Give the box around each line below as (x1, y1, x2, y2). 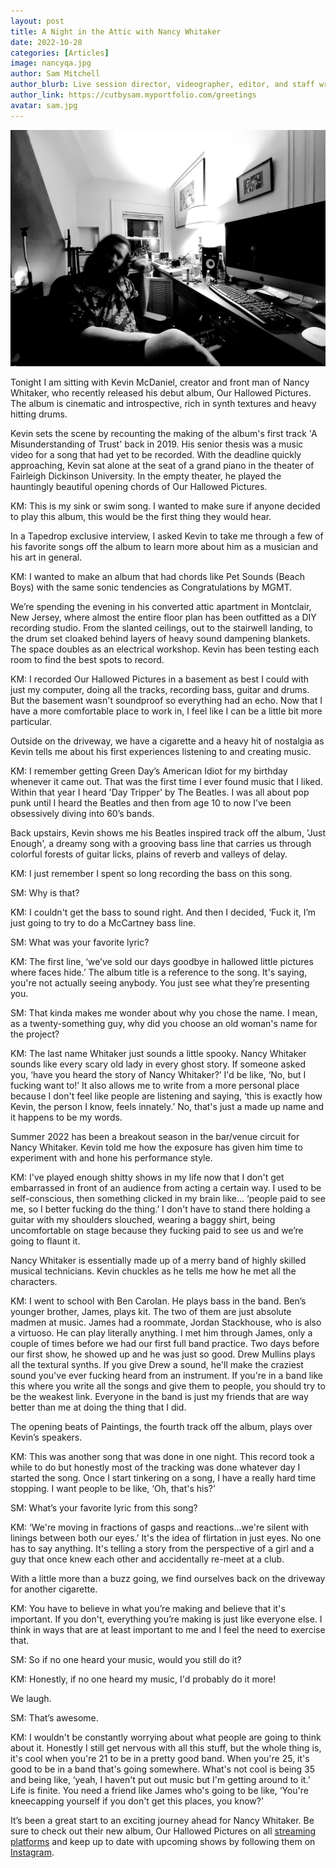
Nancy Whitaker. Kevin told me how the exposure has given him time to (10, 1141, 303, 1153)
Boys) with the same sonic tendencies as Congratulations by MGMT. (10, 581, 293, 593)
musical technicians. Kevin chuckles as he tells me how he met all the (10, 1265, 297, 1277)
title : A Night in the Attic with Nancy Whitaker (10, 26, 222, 37)
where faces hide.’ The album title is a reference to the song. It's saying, (10, 966, 308, 978)
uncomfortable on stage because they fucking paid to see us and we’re (10, 1224, 304, 1236)
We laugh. (10, 1692, 52, 1704)
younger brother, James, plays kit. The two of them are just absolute (10, 1305, 292, 1317)
